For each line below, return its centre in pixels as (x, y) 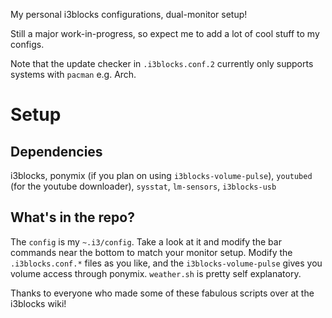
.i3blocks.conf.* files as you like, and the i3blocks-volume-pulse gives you (166, 263)
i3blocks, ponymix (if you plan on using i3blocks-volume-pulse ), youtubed (161, 175)
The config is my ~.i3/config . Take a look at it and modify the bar (146, 241)
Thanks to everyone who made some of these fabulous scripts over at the (162, 293)
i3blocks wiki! (38, 303)
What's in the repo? (72, 217)
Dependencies (56, 151)
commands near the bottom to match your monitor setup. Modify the (151, 252)
